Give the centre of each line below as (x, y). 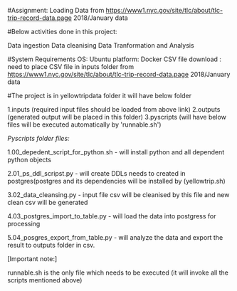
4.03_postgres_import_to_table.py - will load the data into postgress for (112, 216)
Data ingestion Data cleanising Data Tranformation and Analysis (101, 45)
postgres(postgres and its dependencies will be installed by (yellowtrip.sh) (116, 181)
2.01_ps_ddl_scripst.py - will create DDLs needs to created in (97, 173)
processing (24, 224)
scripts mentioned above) (45, 280)
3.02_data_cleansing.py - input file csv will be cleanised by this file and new (118, 195)
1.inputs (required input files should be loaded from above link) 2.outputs (114, 109)
